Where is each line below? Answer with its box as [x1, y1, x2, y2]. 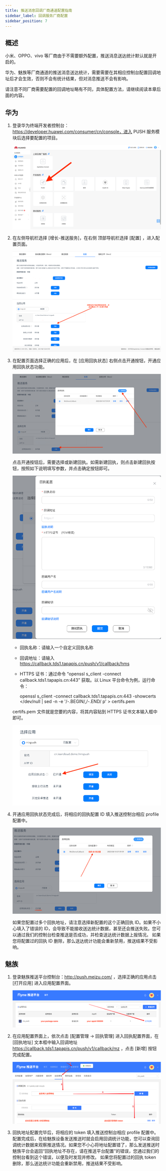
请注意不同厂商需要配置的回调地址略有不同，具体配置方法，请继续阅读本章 [5, 86, 157, 92]
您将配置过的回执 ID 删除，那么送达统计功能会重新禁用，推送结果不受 [12, 937, 154, 944]
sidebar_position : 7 [5, 18, 48, 23]
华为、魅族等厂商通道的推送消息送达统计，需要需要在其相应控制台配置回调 [5, 69, 157, 75]
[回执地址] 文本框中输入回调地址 [12, 1039, 78, 1045]
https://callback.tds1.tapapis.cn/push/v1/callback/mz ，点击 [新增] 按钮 [12, 1046, 157, 1051]
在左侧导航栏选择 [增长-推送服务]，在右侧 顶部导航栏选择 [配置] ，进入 [12, 234, 156, 240]
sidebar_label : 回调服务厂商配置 [5, 13, 68, 18]
